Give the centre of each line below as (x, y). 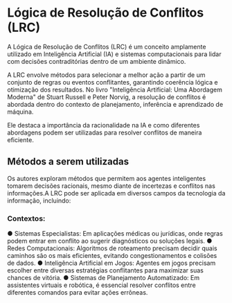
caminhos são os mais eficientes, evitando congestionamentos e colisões (112, 256)
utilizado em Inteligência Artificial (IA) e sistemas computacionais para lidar (114, 54)
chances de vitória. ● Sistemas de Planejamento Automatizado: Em (103, 278)
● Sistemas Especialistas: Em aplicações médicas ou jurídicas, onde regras (115, 234)
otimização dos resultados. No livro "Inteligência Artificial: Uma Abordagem (115, 89)
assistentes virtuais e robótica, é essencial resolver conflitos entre (101, 285)
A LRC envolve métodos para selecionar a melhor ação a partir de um (106, 75)
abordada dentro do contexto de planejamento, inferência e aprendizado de (115, 104)
